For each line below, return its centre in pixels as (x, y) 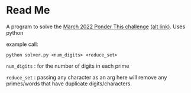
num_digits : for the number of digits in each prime (68, 66)
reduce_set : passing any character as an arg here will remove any (87, 77)
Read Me (28, 10)
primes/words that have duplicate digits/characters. (69, 84)
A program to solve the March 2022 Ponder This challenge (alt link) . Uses (96, 26)
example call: (22, 44)
